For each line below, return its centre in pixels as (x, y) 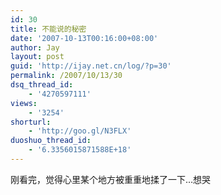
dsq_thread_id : (42, 85)
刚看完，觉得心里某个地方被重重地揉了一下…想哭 (111, 179)
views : (24, 103)
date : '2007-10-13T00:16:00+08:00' (84, 38)
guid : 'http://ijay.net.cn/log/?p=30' (91, 66)
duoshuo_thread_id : (51, 141)
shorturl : (31, 122)
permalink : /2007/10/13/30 (66, 76)
